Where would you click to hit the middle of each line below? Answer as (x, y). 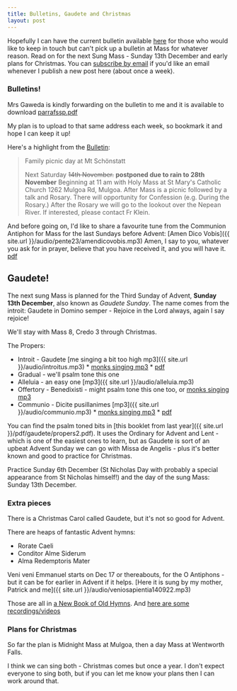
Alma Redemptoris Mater (54, 561)
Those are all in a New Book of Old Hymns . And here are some (98, 603)
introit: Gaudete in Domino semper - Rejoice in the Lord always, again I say (116, 310)
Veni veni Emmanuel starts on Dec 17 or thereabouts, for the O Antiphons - (116, 574)
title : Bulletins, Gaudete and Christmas (69, 14)
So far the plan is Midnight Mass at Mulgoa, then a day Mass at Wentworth (116, 645)
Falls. (15, 652)
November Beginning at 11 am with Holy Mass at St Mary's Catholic (123, 182)
